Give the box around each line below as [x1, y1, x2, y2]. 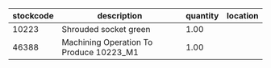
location [227, 10, 259, 21]
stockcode [12, 10, 54, 21]
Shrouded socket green [61, 24, 151, 34]
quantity [185, 10, 219, 21]
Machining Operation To [61, 37, 153, 47]
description [97, 10, 143, 21]
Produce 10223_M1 [61, 47, 139, 58]
